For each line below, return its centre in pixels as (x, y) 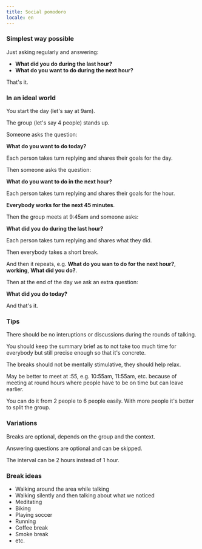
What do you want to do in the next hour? (59, 182)
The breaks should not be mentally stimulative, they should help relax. (94, 364)
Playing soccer (34, 514)
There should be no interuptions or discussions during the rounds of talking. (101, 335)
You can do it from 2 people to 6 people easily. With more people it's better (100, 401)
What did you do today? (37, 294)
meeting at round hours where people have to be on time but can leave (95, 383)
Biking (23, 508)
